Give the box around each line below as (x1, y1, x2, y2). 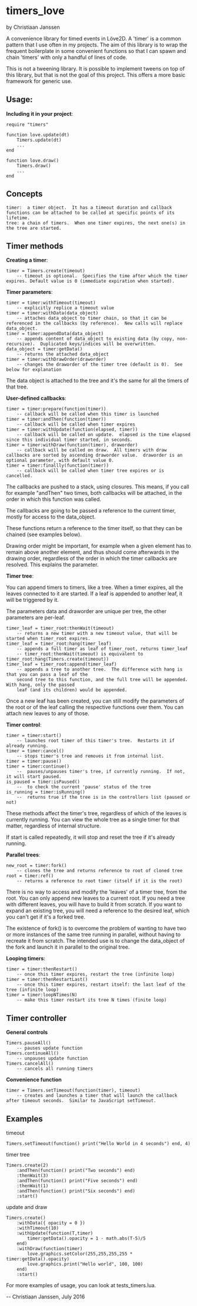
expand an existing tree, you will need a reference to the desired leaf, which (6, 907, 190, 915)
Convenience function (6, 1076, 62, 1083)
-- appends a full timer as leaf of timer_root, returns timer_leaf (16, 646, 188, 652)
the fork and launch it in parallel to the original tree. (6, 943, 130, 950)
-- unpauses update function (16, 1056, 88, 1061)
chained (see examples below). (6, 531, 82, 538)
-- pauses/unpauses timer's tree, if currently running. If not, (16, 769, 185, 775)
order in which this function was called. (6, 495, 102, 503)
